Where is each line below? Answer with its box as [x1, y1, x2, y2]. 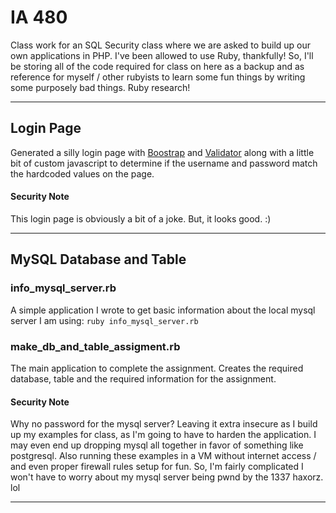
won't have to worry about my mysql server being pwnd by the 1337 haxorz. [10, 471, 324, 483]
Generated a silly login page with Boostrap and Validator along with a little [10, 146, 315, 158]
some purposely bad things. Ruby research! [10, 81, 191, 93]
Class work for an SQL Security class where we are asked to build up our [10, 39, 312, 51]
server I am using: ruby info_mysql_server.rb [10, 314, 199, 326]
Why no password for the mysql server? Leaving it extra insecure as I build [10, 418, 318, 430]
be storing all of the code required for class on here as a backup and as [10, 60, 305, 72]
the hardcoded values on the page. [10, 167, 155, 180]
